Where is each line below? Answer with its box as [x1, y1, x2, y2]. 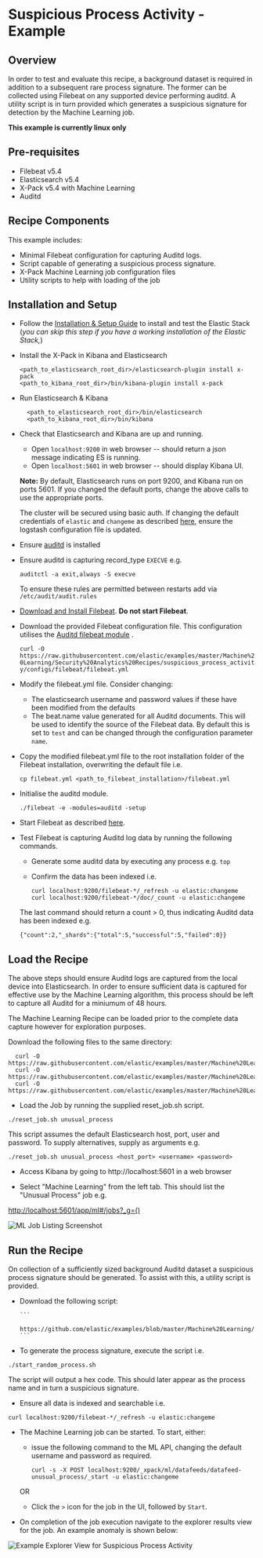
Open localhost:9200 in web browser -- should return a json [31, 444, 226, 454]
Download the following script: [19, 1297, 119, 1306]
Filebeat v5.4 [19, 166, 63, 176]
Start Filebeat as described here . [19, 818, 125, 828]
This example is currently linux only [8, 123, 127, 132]
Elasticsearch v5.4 [19, 174, 80, 184]
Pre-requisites [8, 145, 80, 159]
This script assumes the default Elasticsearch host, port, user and [8, 1129, 221, 1139]
